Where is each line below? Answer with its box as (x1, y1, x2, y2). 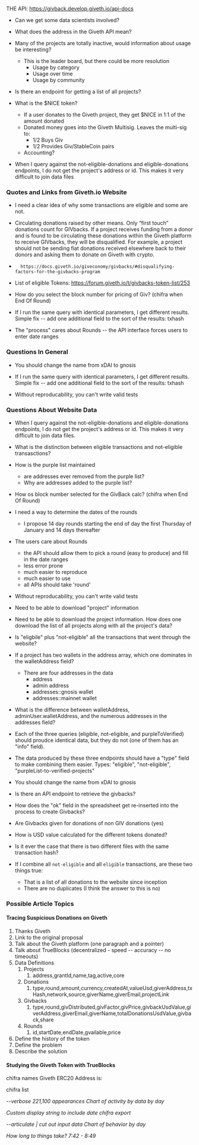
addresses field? (14, 719, 56, 726)
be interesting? (14, 46, 52, 53)
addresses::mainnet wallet (32, 694, 97, 701)
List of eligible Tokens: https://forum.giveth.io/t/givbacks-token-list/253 (14, 279, 190, 286)
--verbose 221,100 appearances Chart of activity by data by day (6, 1098, 165, 1105)
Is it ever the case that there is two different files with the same (14, 843, 169, 850)
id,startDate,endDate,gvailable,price (32, 1029, 121, 1036)
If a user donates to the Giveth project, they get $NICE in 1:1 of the (23, 111, 185, 118)
